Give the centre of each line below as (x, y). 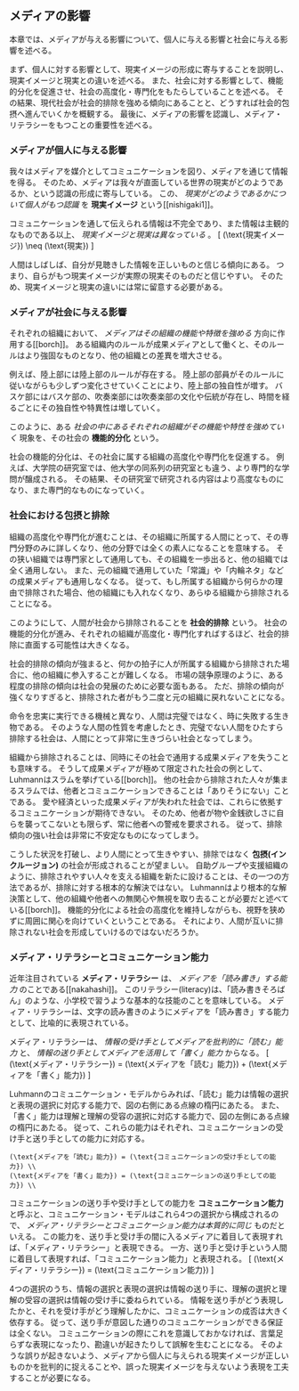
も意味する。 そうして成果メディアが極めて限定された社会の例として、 (138, 768)
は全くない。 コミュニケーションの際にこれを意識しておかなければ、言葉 (142, 1333)
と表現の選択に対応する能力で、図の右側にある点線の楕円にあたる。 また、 (147, 1105)
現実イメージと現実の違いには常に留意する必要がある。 (126, 287)
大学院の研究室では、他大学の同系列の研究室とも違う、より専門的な (157, 468)
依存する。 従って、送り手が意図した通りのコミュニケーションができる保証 (146, 1322)
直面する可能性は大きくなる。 (79, 645)
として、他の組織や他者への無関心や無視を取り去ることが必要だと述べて (157, 899)
